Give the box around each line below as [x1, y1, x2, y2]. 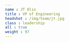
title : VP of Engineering [5, 12, 60, 16]
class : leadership [5, 20, 45, 26]
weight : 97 [5, 29, 29, 34]
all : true [5, 25, 27, 30]
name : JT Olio [5, 7, 36, 12]
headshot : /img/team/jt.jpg [5, 16, 65, 21]
